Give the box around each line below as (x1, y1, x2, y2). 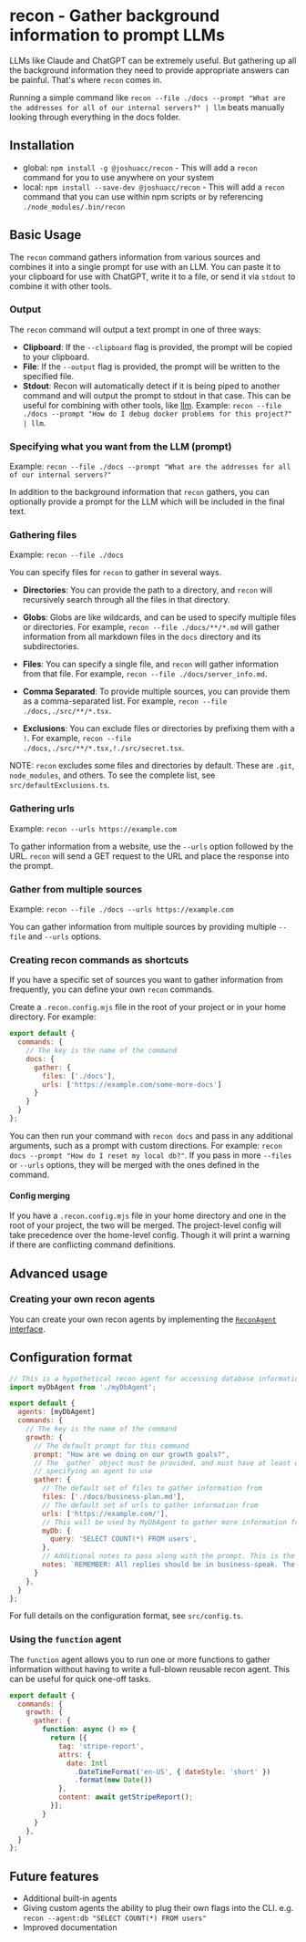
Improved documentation (22, 1922, 117, 1933)
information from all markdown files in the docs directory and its (22, 631, 261, 643)
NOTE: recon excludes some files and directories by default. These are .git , (9, 760, 295, 771)
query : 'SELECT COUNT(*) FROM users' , (49, 1534, 198, 1544)
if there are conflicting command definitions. (9, 1239, 176, 1250)
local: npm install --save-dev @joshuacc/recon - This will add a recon (22, 181, 285, 192)
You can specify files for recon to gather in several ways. (9, 567, 222, 578)
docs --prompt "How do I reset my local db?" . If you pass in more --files (9, 1150, 292, 1161)
